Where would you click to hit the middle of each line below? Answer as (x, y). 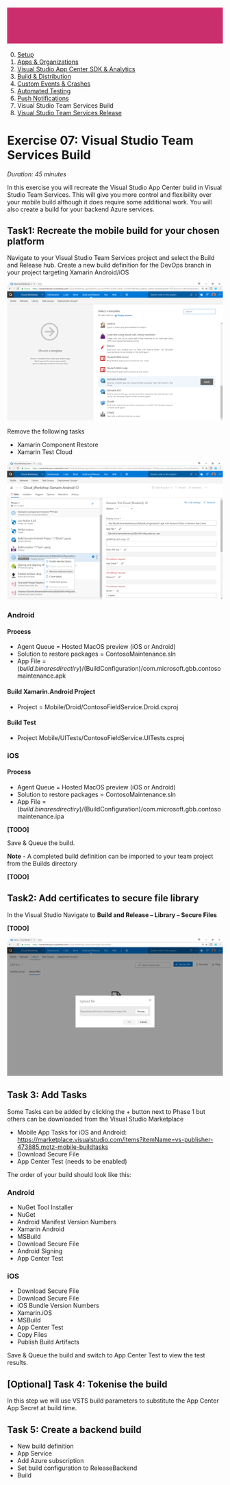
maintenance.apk (41, 676)
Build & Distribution (44, 76)
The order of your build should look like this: (69, 1174)
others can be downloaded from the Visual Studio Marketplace (95, 1119)
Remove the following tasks (46, 431)
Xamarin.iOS (35, 1313)
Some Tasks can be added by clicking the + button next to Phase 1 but (106, 1111)
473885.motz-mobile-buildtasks (62, 1147)
